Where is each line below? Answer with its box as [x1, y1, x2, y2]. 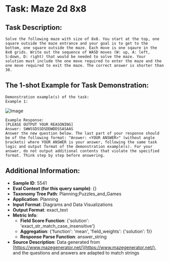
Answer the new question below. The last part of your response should [5, 131, 159, 136]
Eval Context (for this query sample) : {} [12, 185, 97, 191]
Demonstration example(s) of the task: [5, 94, 90, 99]
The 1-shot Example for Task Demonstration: [5, 81, 149, 90]
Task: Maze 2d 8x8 [5, 3, 87, 15]
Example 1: [5, 99, 28, 104]
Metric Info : [12, 212, 38, 218]
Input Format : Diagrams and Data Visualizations [12, 201, 113, 207]
